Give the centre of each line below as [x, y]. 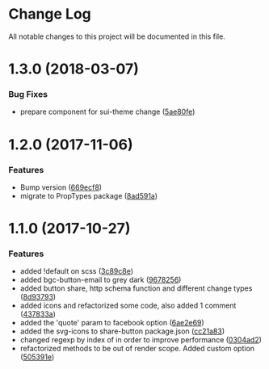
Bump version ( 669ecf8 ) [61, 187]
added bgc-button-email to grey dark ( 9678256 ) [101, 280]
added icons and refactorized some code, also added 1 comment [128, 306]
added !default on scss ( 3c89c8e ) [77, 271]
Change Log [50, 14]
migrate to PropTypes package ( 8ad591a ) [89, 195]
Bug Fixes [28, 94]
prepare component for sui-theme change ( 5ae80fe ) [107, 112]
